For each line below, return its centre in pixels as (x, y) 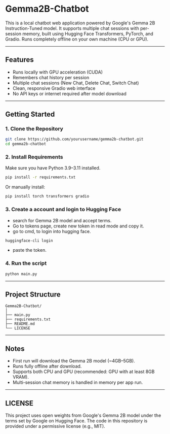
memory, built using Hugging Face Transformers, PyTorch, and (88, 34)
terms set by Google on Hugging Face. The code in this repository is (76, 421)
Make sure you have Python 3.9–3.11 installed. (53, 168)
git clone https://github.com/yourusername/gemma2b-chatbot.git (74, 139)
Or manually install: (25, 187)
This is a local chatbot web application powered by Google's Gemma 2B (80, 23)
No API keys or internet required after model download (69, 93)
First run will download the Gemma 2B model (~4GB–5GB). (74, 361)
